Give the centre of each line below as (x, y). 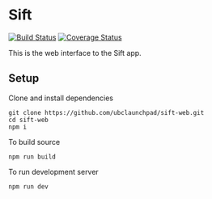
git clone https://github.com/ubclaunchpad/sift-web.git (106, 112)
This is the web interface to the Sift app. (75, 53)
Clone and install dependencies (61, 98)
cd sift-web (28, 120)
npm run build (32, 157)
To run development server (53, 171)
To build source (34, 142)
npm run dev (28, 186)
